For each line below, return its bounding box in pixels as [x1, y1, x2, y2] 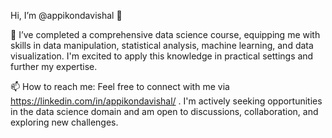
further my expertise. [10, 61, 98, 72]
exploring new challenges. [10, 116, 119, 128]
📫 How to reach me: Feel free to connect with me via [10, 81, 230, 92]
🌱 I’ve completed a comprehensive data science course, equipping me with [10, 29, 321, 40]
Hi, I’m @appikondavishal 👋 [10, 10, 123, 21]
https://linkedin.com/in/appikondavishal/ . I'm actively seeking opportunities [10, 95, 323, 107]
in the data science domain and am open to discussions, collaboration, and [10, 106, 319, 117]
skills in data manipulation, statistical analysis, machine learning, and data [10, 40, 314, 51]
